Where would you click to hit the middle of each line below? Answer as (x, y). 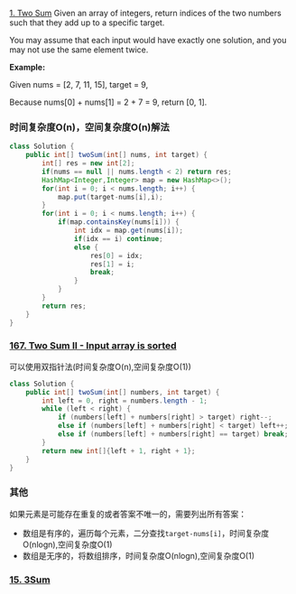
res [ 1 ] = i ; (112, 264)
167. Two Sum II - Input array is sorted (93, 346)
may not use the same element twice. (79, 50)
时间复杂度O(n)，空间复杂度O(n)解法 (89, 127)
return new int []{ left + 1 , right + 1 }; (119, 450)
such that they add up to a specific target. (87, 23)
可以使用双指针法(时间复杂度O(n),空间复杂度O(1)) (101, 367)
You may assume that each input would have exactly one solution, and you (148, 40)
